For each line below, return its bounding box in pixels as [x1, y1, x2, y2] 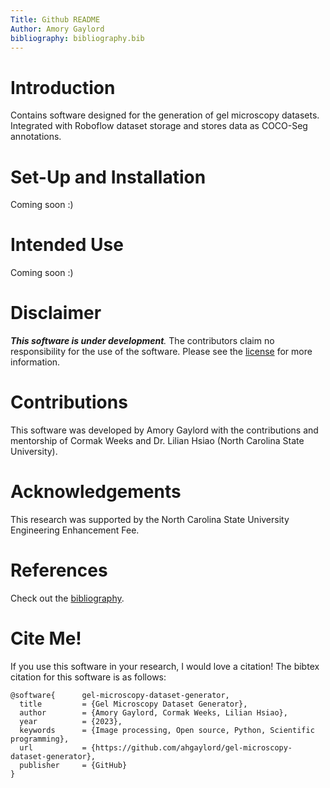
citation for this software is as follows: [10, 671, 167, 683]
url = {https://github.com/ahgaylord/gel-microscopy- [19, 742, 293, 753]
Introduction [10, 76, 116, 99]
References [10, 559, 108, 582]
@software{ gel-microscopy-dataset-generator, [10, 690, 230, 700]
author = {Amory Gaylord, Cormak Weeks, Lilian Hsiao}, [19, 707, 288, 718]
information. [10, 356, 61, 368]
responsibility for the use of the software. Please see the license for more [10, 346, 313, 358]
